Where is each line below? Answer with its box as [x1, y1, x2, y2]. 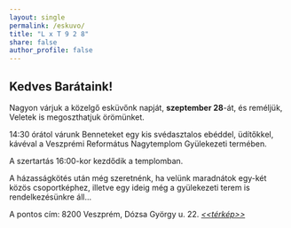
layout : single [9, 12, 66, 22]
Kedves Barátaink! [9, 79, 114, 94]
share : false [9, 37, 58, 47]
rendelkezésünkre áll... [9, 192, 92, 202]
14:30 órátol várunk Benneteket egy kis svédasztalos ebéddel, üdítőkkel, [9, 129, 274, 139]
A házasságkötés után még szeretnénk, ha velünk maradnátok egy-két [9, 172, 267, 183]
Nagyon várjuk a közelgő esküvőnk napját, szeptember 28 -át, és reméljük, [9, 102, 283, 113]
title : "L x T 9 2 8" [9, 29, 90, 38]
